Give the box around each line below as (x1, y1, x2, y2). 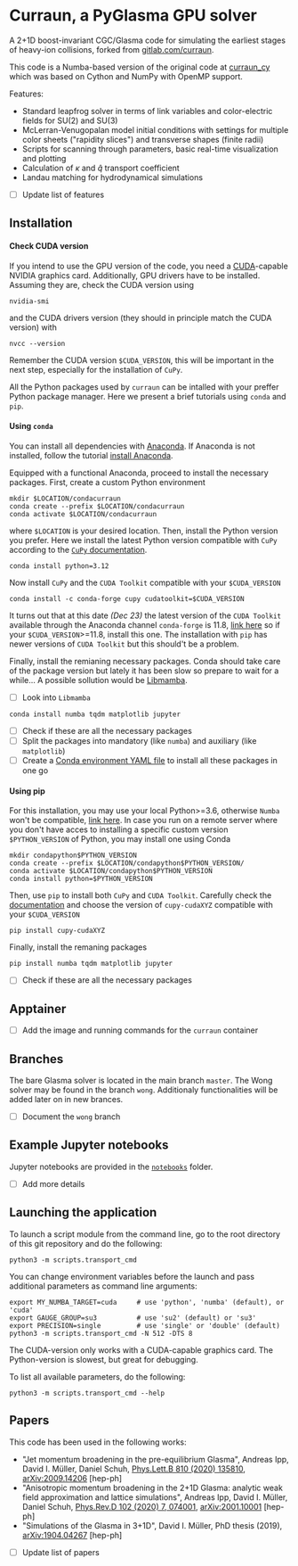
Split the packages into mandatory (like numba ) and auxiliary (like (21, 735, 257, 746)
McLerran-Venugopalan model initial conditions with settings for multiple (21, 124, 289, 135)
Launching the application (9, 1205, 157, 1220)
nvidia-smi (9, 296, 50, 306)
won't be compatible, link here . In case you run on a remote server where (9, 815, 278, 826)
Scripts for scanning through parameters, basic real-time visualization (21, 144, 278, 154)
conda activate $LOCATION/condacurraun (9, 509, 157, 518)
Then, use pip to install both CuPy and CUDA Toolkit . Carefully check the (9, 890, 272, 901)
